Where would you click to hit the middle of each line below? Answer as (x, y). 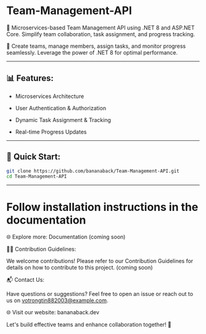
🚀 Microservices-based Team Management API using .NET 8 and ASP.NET (101, 28)
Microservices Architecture (50, 96)
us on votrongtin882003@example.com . (57, 300)
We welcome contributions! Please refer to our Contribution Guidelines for (100, 261)
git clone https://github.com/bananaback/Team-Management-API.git (93, 171)
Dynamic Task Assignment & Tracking (63, 120)
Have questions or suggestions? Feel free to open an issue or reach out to (100, 294)
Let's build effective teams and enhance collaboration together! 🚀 (89, 325)
